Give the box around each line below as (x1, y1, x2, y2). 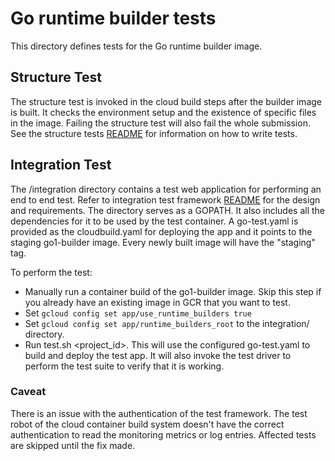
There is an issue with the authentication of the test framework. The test (10, 407, 308, 419)
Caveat (10, 385, 47, 399)
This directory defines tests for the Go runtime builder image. (10, 40, 263, 52)
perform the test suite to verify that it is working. (24, 360, 225, 372)
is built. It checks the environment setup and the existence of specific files (10, 106, 317, 118)
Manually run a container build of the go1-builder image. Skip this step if (24, 285, 322, 297)
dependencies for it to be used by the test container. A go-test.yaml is (10, 215, 299, 227)
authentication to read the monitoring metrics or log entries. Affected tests (10, 428, 317, 441)
